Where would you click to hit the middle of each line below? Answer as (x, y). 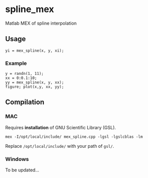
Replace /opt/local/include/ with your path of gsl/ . (60, 146)
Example (16, 63)
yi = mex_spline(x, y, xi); (35, 51)
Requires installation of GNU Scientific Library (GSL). (61, 127)
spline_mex (30, 9)
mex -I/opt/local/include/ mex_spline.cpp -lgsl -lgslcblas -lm (74, 137)
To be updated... (22, 170)
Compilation (25, 102)
